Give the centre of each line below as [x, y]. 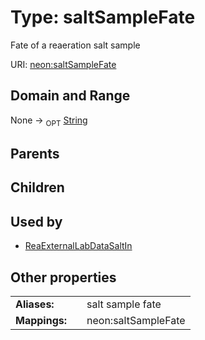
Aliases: [35, 304]
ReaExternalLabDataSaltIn [78, 246]
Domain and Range [70, 96]
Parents [35, 153]
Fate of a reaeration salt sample [75, 45]
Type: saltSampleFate [103, 17]
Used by [36, 221]
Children [37, 187]
